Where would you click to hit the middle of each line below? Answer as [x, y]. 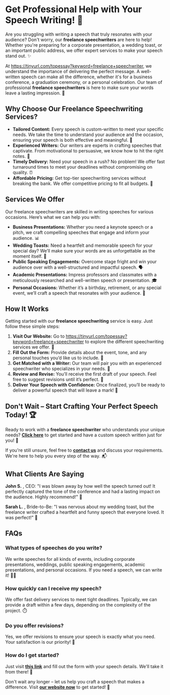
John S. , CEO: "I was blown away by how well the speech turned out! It [80, 486]
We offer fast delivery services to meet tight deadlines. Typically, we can [81, 599]
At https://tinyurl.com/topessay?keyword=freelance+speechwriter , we [79, 66]
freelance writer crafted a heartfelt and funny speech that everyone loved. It [85, 512]
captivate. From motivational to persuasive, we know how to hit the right [88, 150]
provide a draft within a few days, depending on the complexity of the [78, 605]
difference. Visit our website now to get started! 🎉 [58, 687]
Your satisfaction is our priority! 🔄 [40, 642]
